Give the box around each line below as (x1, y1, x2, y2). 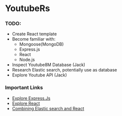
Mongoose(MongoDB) (19, 42, 64, 47)
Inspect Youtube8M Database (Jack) (12, 62, 86, 68)
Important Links (5, 84, 43, 91)
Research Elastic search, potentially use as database (12, 67, 117, 73)
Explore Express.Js (12, 95, 51, 101)
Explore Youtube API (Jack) (12, 72, 67, 78)
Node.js (19, 57, 35, 63)
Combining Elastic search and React (12, 105, 85, 111)
